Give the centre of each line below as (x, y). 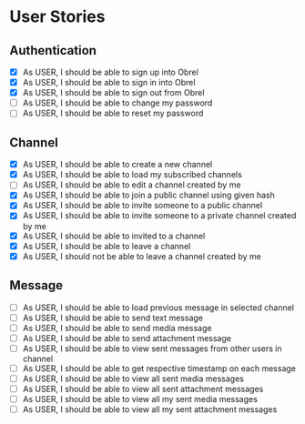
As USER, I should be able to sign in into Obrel (109, 83)
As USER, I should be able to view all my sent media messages (140, 399)
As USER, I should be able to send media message (117, 328)
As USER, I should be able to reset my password (113, 113)
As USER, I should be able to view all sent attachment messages (143, 389)
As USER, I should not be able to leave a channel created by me (142, 256)
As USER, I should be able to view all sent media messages (133, 379)
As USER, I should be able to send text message (112, 318)
